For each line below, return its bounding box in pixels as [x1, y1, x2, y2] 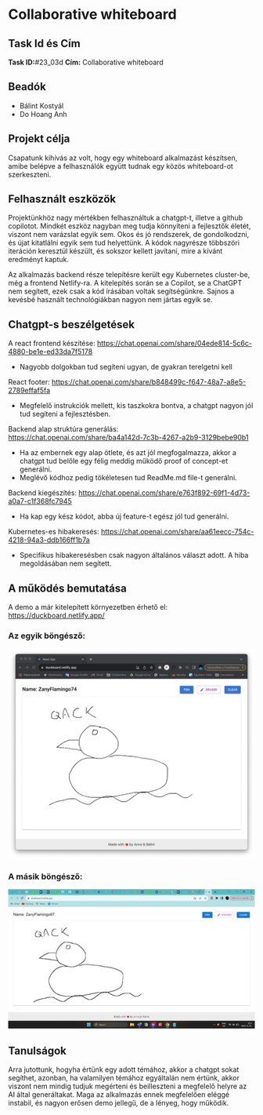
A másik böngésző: [8, 871, 83, 882]
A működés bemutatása [8, 581, 127, 595]
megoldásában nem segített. [19, 559, 112, 568]
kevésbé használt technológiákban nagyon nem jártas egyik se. [8, 295, 213, 304]
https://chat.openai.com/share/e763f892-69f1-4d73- [77, 488, 250, 497]
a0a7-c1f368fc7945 [8, 497, 72, 506]
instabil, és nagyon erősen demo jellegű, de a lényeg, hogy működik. [8, 1098, 229, 1107]
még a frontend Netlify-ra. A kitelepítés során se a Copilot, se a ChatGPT [8, 279, 243, 288]
